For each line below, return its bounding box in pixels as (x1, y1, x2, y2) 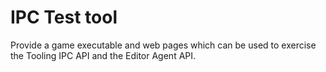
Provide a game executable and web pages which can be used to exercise (10, 39, 317, 51)
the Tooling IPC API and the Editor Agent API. (10, 49, 197, 61)
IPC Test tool (10, 6, 118, 29)
